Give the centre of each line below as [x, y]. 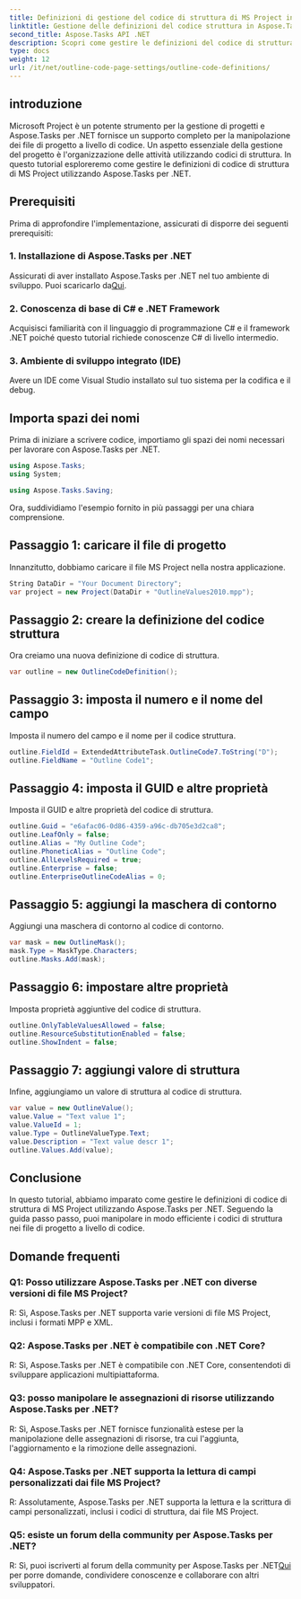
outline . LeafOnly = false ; [60, 835]
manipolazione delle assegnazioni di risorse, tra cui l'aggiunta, [124, 1438]
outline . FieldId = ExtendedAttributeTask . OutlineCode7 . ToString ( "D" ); [144, 752]
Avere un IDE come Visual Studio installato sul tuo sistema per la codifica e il [150, 380]
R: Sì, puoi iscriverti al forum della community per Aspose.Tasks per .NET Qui [150, 1566]
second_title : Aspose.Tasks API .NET [80, 34]
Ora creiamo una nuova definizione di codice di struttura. [114, 656]
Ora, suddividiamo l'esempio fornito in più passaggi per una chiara [132, 508]
